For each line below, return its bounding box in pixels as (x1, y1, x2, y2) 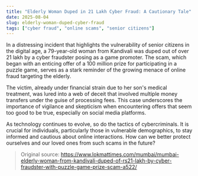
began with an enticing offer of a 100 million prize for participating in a (6, 60, 177, 67)
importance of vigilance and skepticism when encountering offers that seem (6, 103, 192, 110)
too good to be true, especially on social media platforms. (6, 109, 147, 116)
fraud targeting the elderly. (6, 73, 72, 80)
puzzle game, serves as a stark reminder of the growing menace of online (6, 66, 186, 74)
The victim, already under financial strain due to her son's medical (6, 84, 167, 92)
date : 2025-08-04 (6, 14, 49, 20)
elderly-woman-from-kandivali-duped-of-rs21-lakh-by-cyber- (20, 157, 173, 164)
